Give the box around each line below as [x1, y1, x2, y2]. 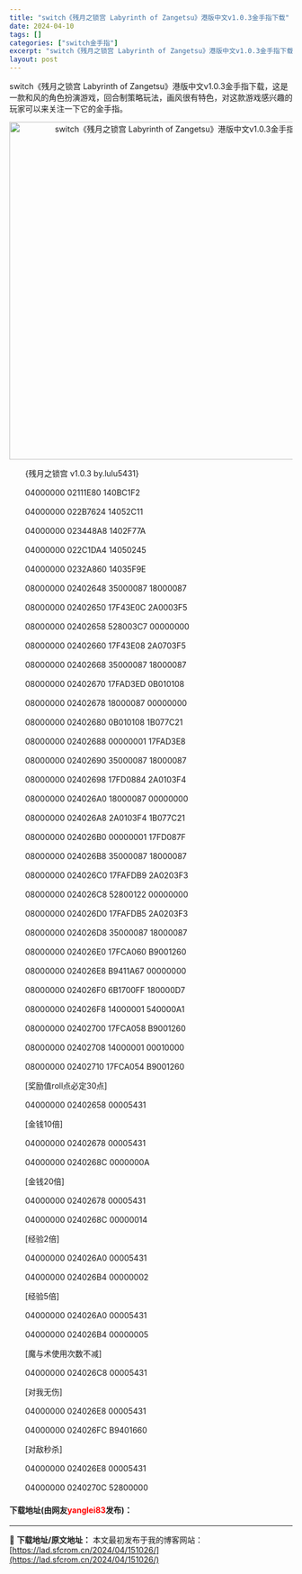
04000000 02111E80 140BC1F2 [24, 487, 141, 498]
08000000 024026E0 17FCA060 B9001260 [24, 946, 187, 957]
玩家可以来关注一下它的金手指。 [9, 104, 128, 113]
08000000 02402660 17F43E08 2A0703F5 [24, 640, 187, 651]
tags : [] [9, 30, 42, 39]
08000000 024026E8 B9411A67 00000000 [24, 965, 187, 976]
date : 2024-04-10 [9, 22, 75, 31]
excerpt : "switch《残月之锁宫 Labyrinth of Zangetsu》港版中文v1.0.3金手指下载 [9, 47, 294, 56]
